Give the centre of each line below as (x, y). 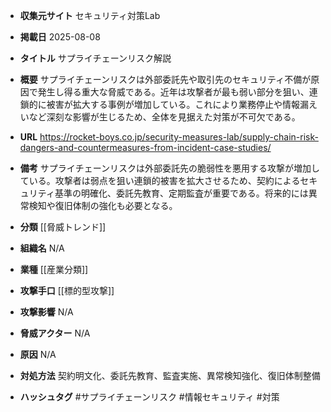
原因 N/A (38, 354)
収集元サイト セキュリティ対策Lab (90, 15)
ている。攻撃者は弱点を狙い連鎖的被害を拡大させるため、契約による (160, 180)
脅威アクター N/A (55, 333)
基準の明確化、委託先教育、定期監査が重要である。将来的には (181, 193)
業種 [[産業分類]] (54, 269)
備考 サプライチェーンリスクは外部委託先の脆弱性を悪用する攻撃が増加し (170, 168)
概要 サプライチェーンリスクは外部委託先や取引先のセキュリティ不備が (165, 79)
